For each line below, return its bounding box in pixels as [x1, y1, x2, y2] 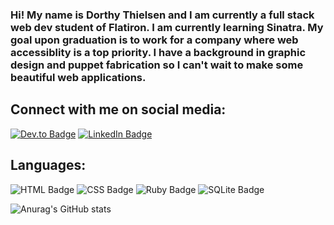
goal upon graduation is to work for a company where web [10, 33, 299, 47]
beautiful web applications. [10, 70, 147, 84]
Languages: [10, 157, 87, 174]
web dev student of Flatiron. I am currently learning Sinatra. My [10, 20, 324, 34]
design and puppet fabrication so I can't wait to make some [10, 58, 304, 72]
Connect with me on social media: [10, 101, 227, 118]
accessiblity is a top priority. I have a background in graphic [10, 45, 307, 59]
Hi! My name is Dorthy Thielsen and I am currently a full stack [10, 8, 315, 22]
